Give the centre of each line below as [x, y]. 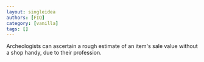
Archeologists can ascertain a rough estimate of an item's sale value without [102, 46]
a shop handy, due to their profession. [54, 53]
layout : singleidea [31, 12]
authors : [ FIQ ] [26, 18]
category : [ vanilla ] [33, 23]
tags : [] [17, 29]
